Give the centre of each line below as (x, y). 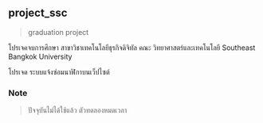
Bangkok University (40, 56)
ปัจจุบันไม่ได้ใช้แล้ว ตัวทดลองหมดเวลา (77, 110)
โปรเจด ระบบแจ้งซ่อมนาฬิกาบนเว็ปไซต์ (59, 71)
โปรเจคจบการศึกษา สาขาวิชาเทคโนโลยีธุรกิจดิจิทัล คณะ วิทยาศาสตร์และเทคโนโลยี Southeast (132, 48)
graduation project (58, 32)
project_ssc (38, 13)
